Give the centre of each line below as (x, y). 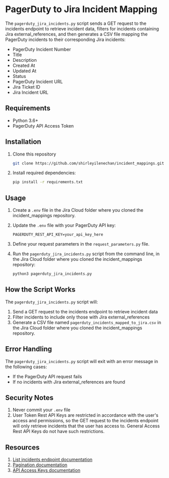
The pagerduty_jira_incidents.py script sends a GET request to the (76, 23)
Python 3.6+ (25, 121)
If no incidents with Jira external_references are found (69, 382)
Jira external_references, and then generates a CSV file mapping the (76, 34)
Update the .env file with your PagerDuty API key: (64, 225)
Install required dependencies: (44, 173)
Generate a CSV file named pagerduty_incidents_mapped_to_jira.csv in (87, 322)
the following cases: (26, 367)
